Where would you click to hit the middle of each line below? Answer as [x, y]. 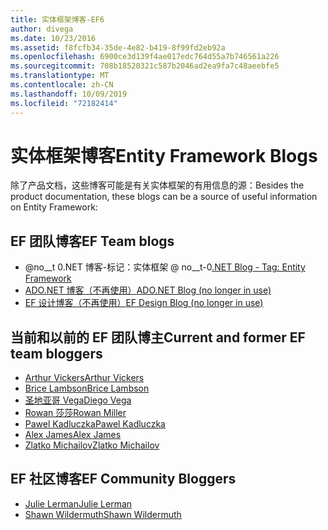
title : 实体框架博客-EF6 [57, 19]
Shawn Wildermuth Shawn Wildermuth [103, 514]
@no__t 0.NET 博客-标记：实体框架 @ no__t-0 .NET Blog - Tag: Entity [165, 267]
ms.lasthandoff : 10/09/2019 [69, 94]
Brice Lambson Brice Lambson [87, 388]
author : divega [42, 29]
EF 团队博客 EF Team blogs [92, 241]
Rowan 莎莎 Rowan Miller [75, 413]
